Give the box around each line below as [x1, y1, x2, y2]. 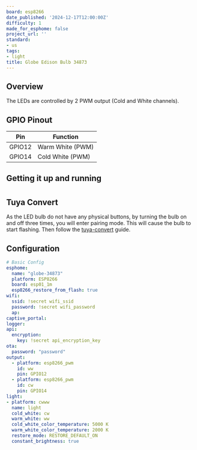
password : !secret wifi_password [11, 304, 95, 310]
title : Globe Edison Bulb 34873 [6, 59, 87, 65]
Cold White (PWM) [37, 153, 91, 161]
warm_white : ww [11, 416, 50, 422]
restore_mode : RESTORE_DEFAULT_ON [11, 433, 98, 439]
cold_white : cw [11, 410, 50, 416]
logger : [6, 321, 26, 327]
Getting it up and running [6, 173, 102, 183]
